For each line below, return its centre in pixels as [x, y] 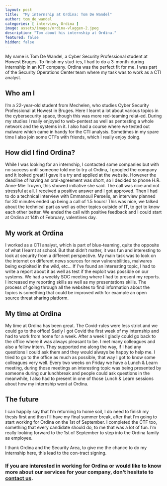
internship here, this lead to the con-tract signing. [56, 453]
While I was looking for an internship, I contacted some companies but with [82, 164]
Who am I [20, 93]
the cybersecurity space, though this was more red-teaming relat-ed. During [83, 116]
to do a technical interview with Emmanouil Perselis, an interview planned [80, 196]
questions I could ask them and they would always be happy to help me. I [80, 352]
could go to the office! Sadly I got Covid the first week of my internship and [82, 331]
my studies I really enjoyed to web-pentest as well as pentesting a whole [80, 121]
